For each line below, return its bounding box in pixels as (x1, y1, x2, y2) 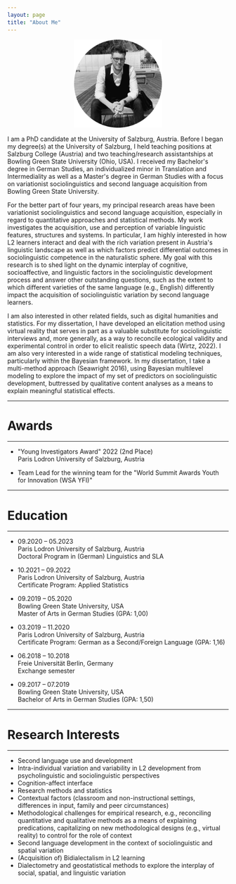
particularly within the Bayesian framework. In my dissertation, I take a (7, 356, 211, 365)
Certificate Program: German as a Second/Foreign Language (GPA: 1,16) (17, 638, 225, 647)
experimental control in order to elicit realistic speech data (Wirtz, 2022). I (7, 342, 221, 350)
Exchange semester (17, 666, 75, 676)
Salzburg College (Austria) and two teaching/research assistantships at (7, 149, 214, 158)
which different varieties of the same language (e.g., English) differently (7, 282, 215, 292)
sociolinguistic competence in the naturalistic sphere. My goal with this (7, 253, 213, 261)
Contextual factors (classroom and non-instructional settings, (17, 794, 195, 802)
